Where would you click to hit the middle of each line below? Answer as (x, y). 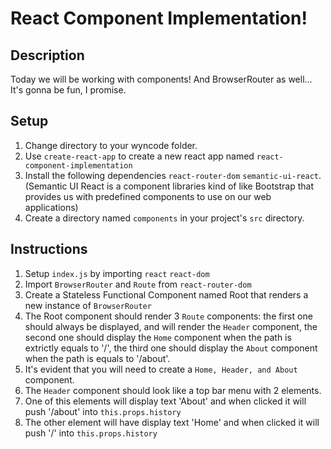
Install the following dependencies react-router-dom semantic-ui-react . (173, 175)
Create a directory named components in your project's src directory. (164, 218)
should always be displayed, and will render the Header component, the (171, 326)
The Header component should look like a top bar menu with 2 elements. (173, 390)
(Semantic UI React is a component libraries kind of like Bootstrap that (169, 186)
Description (47, 55)
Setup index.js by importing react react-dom (117, 273)
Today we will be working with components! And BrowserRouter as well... (161, 79)
